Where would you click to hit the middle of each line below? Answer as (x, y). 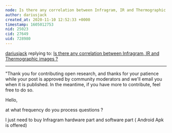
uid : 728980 (18, 39)
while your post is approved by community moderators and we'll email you (84, 79)
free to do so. (19, 90)
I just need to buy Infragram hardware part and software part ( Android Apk (84, 120)
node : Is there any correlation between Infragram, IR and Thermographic (86, 10)
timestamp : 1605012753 (29, 24)
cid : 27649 (17, 34)
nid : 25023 (17, 29)
